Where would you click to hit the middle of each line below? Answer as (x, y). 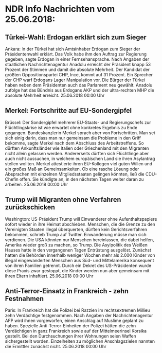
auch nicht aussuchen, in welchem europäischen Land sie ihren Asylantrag (80, 159)
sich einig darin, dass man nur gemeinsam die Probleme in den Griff (73, 138)
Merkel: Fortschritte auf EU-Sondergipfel (69, 111)
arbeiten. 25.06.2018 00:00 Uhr (36, 184)
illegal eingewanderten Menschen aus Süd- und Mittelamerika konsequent (80, 260)
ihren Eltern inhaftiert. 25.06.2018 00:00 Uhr (49, 276)
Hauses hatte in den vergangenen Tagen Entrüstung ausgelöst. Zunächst (78, 250)
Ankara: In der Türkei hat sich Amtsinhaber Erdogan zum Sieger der (73, 49)
